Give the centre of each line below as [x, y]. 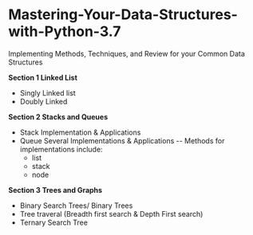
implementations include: [61, 149]
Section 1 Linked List [43, 77]
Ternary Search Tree [53, 222]
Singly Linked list [47, 92]
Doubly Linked [43, 101]
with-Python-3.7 [65, 31]
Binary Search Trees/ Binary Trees [76, 206]
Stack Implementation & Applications [80, 132]
